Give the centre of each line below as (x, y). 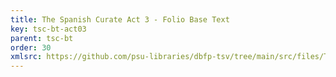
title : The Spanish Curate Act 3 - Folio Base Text (120, 19)
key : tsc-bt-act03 (48, 29)
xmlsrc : (26, 57)
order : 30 (31, 47)
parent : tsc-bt (42, 38)
